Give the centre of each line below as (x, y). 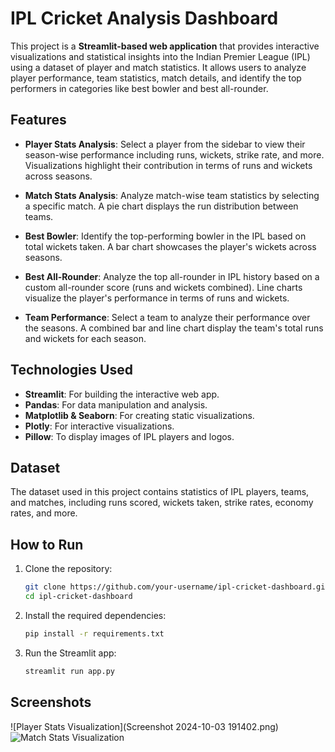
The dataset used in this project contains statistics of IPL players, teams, (160, 492)
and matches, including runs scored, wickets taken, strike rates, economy (162, 503)
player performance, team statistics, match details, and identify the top (156, 78)
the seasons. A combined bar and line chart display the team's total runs (174, 328)
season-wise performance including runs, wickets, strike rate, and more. (174, 154)
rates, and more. (44, 513)
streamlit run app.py (69, 671)
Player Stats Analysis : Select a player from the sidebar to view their (165, 144)
